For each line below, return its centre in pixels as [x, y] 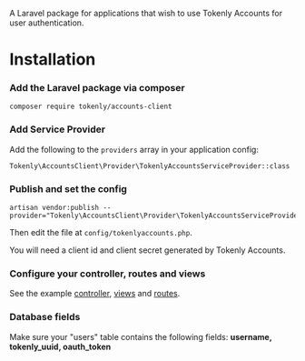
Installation [53, 60]
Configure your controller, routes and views [108, 274]
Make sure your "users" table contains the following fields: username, [141, 336]
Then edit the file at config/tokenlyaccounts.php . [101, 233]
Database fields [45, 317]
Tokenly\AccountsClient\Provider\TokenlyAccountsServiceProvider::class [150, 166]
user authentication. [47, 23]
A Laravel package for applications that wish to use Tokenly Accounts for [146, 13]
